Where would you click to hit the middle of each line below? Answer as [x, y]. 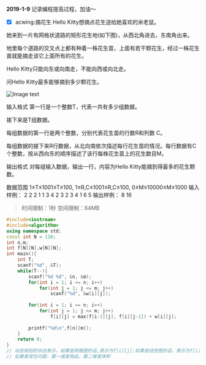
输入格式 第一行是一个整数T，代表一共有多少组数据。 [73, 107]
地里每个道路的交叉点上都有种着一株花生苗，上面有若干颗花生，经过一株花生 [103, 48]
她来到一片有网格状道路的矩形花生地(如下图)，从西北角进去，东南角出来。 [100, 35]
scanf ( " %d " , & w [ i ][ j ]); [81, 294]
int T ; [26, 259]
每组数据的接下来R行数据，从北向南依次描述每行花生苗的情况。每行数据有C [101, 146]
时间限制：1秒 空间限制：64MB [60, 208]
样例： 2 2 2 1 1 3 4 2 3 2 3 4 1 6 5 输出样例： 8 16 [69, 195]
